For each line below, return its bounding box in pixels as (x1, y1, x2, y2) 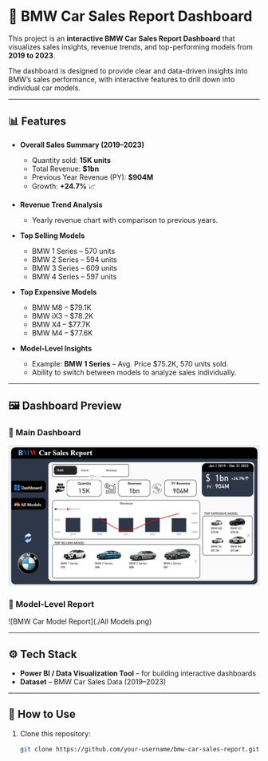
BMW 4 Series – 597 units (31, 272, 117, 281)
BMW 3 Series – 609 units (31, 263, 117, 272)
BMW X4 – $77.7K (31, 319, 91, 329)
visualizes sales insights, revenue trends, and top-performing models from (8, 42, 253, 51)
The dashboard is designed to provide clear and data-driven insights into (8, 65, 248, 75)
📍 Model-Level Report (8, 598, 94, 609)
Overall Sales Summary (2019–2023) (19, 140, 145, 149)
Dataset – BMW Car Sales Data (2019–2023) (19, 677, 167, 687)
